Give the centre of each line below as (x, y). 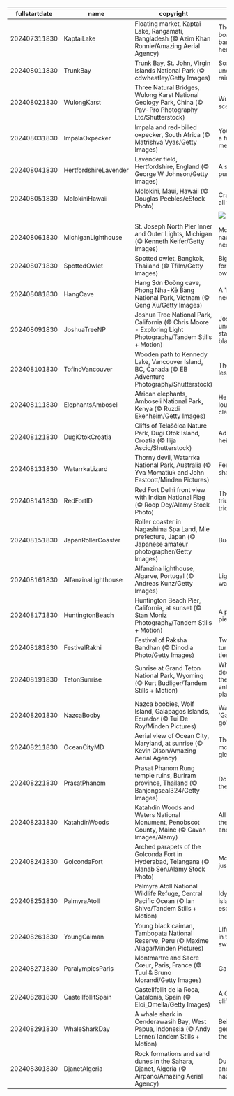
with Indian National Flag (170, 497)
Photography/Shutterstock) (174, 384)
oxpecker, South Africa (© (172, 134)
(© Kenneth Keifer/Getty (170, 241)
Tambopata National (164, 933)
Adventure (150, 376)
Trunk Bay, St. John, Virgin (173, 63)
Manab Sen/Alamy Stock (170, 869)
